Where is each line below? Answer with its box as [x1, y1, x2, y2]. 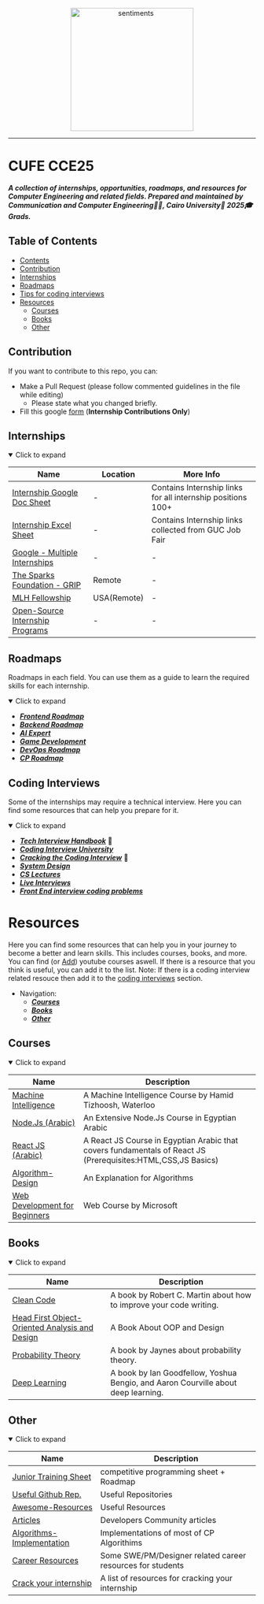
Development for [12, 1200, 75, 1211]
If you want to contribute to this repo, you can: [8, 366, 159, 376]
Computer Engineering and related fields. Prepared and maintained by [8, 191, 244, 201]
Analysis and [46, 1322, 94, 1333]
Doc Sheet [12, 497, 51, 508]
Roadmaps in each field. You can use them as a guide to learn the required [8, 673, 250, 682]
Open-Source [12, 605, 64, 616]
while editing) [19, 390, 64, 399]
